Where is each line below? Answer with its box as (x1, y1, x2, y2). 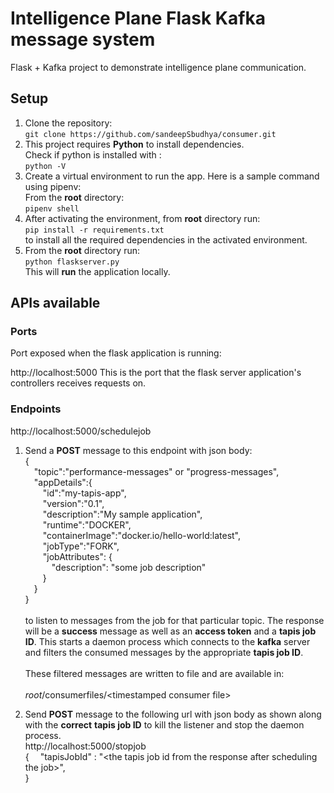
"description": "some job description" (51, 561, 207, 573)
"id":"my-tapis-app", (42, 487, 127, 499)
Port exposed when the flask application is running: (10, 347, 222, 359)
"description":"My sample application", (42, 508, 203, 520)
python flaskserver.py (24, 257, 120, 267)
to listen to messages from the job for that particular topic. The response (24, 614, 325, 626)
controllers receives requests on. (10, 377, 147, 389)
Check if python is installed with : (24, 148, 162, 161)
